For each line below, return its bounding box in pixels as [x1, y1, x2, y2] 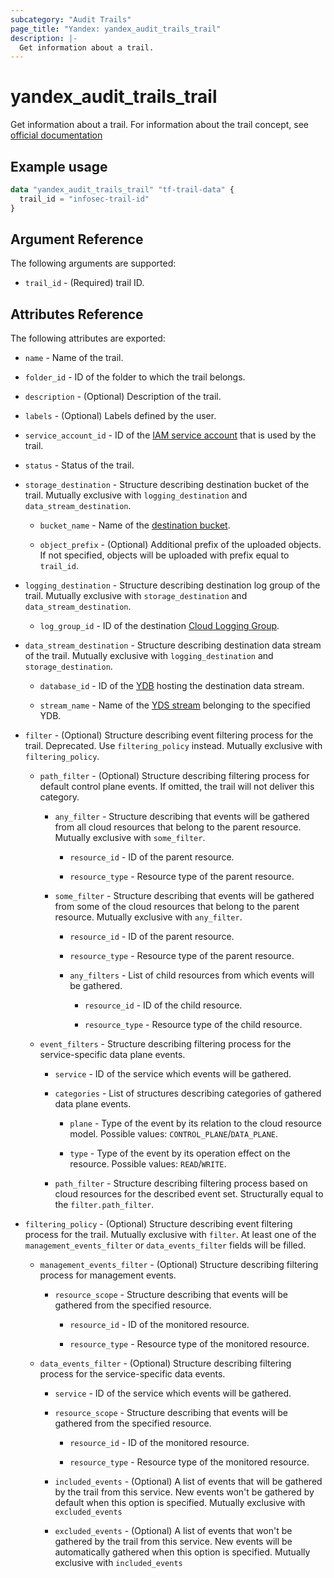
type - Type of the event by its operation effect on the [69, 1147, 291, 1160]
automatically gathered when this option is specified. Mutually [54, 1546, 311, 1558]
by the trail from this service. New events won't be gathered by [54, 1486, 315, 1498]
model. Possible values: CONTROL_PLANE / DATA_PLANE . [69, 1128, 279, 1140]
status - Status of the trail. [24, 459, 135, 471]
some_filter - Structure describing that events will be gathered [54, 890, 315, 902]
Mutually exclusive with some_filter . [54, 832, 206, 844]
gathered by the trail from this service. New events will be [54, 1536, 293, 1548]
